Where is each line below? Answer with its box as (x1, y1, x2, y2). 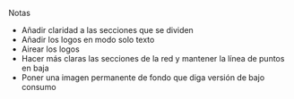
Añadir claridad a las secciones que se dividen (21, 25, 194, 35)
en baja (21, 62, 49, 73)
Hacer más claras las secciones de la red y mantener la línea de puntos (21, 54, 285, 63)
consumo (21, 82, 56, 92)
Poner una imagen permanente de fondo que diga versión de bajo (21, 72, 265, 83)
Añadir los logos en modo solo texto (21, 35, 155, 45)
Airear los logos (21, 44, 80, 54)
